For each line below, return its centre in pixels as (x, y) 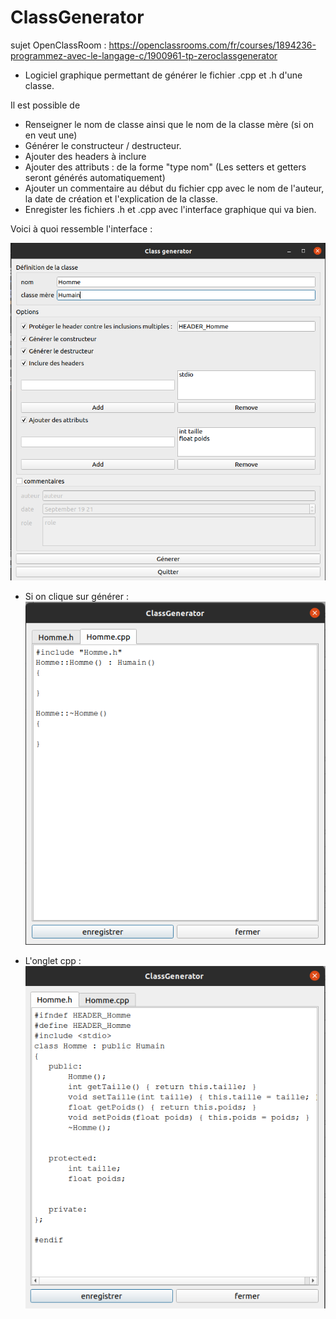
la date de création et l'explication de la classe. (121, 198)
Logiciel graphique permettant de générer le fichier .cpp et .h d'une (163, 75)
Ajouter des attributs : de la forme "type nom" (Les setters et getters (165, 167)
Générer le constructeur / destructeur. (103, 145)
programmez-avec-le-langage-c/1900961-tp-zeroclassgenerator (144, 55)
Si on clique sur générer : (76, 597)
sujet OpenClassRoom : (58, 45)
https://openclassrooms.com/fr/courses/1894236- (212, 45)
